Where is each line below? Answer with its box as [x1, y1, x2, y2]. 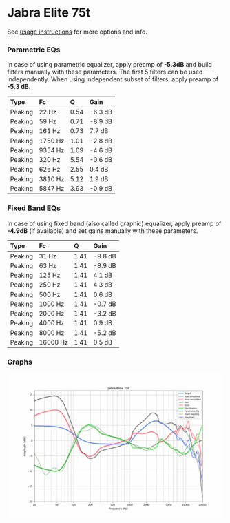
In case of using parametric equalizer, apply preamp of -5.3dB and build [7, 61, 212, 69]
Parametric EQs [7, 45, 61, 54]
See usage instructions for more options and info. [7, 28, 148, 36]
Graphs [7, 357, 32, 367]
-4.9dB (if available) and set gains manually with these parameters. [7, 226, 198, 235]
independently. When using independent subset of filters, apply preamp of [7, 75, 219, 83]
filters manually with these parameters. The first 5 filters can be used [7, 68, 203, 76]
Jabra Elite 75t [7, 5, 91, 21]
